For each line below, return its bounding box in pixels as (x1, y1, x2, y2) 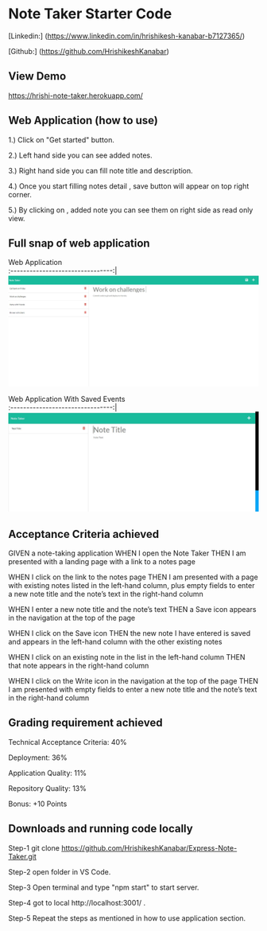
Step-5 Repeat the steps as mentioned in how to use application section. (8, 913, 246, 923)
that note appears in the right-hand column (8, 660, 149, 670)
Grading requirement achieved (8, 716, 163, 730)
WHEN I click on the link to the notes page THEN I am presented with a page (8, 572, 258, 582)
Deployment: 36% (8, 753, 68, 762)
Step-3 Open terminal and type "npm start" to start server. (8, 882, 199, 892)
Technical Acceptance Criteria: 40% (8, 737, 127, 746)
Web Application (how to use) (8, 114, 159, 127)
